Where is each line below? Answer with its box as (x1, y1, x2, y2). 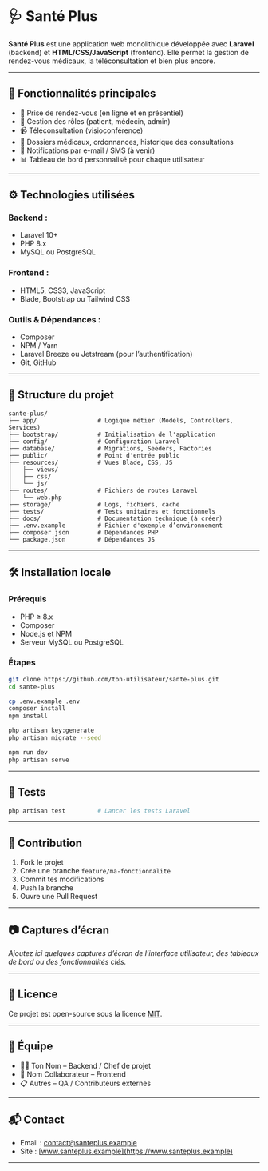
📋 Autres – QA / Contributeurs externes (19, 1078, 152, 1088)
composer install (8, 705, 66, 713)
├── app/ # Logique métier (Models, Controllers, (8, 416, 234, 425)
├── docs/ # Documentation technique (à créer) (8, 514, 223, 522)
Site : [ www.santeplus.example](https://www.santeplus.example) (19, 1146, 234, 1157)
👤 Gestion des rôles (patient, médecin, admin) (19, 116, 171, 126)
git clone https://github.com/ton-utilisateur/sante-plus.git (8, 675, 219, 683)
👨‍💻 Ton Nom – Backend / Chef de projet (19, 1061, 152, 1070)
